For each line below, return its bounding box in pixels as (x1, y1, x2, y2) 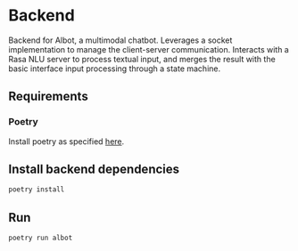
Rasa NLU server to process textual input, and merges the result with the (8, 53, 276, 64)
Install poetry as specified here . (8, 135, 125, 147)
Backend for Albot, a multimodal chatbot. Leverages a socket (8, 35, 233, 45)
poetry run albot (8, 233, 73, 243)
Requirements (8, 89, 88, 104)
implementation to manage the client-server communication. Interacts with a (8, 44, 289, 54)
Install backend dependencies (8, 162, 180, 177)
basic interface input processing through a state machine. (8, 63, 220, 74)
